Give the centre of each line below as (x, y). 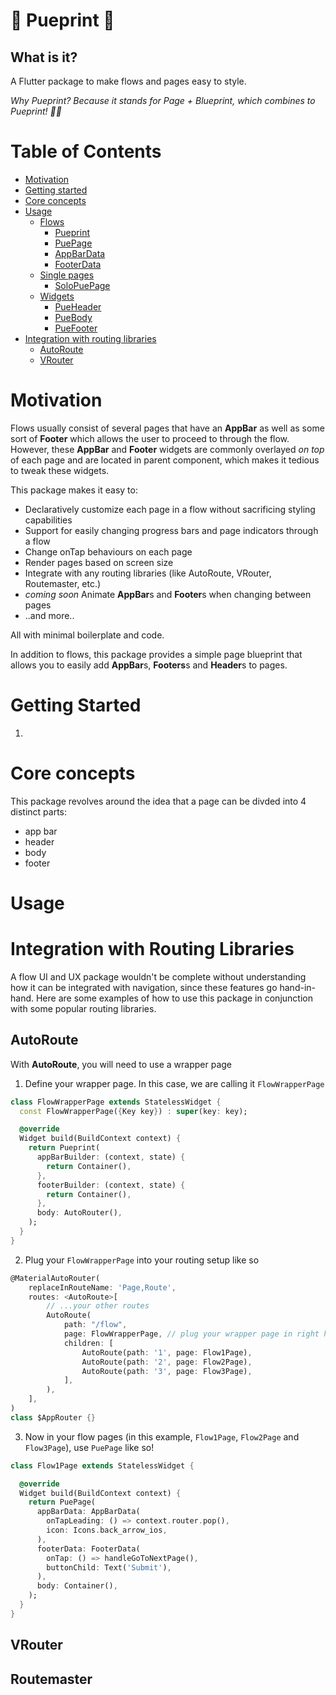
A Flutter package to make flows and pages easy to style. (128, 81)
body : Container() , (77, 1586)
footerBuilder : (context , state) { (111, 1185)
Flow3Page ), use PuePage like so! (89, 1447)
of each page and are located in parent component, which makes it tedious (165, 460)
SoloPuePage (82, 285)
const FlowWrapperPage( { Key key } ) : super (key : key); (133, 1111)
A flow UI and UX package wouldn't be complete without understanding (158, 976)
